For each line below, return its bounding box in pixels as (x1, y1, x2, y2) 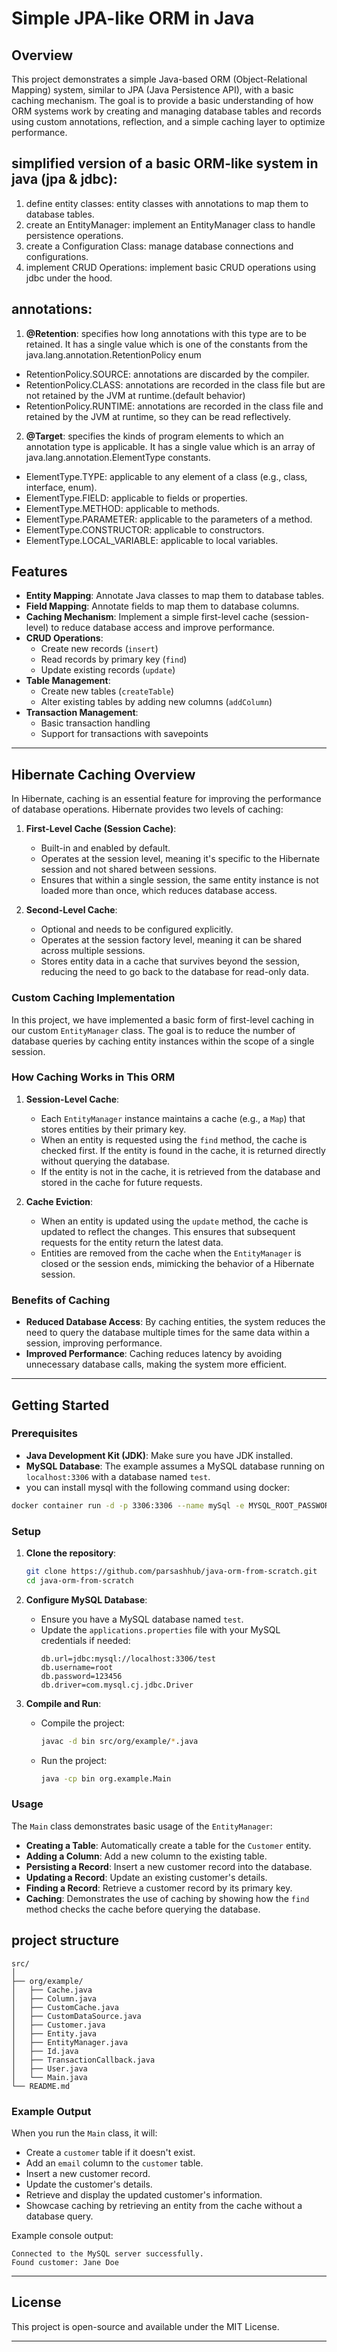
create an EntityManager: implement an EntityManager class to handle (25, 218, 316, 231)
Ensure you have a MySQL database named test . (40, 1613, 244, 1625)
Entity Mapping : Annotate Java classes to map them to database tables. (25, 590, 325, 602)
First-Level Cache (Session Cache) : (25, 823, 177, 835)
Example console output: (11, 2229, 114, 2241)
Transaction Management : (25, 707, 139, 719)
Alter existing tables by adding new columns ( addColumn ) (40, 696, 273, 708)
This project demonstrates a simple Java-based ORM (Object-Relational (11, 73, 308, 85)
